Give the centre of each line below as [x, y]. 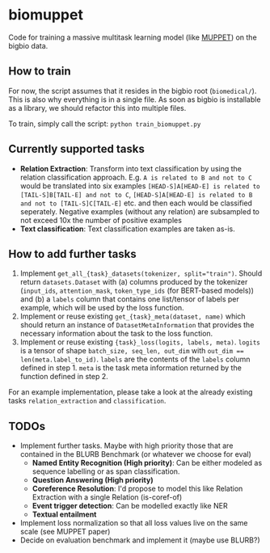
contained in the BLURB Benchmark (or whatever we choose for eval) [136, 454]
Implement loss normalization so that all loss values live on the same [134, 523]
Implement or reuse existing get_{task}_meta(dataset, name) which [133, 316]
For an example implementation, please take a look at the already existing [131, 392]
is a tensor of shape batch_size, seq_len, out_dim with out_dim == [132, 351]
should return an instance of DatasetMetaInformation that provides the [137, 325]
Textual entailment [64, 514]
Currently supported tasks [77, 149]
